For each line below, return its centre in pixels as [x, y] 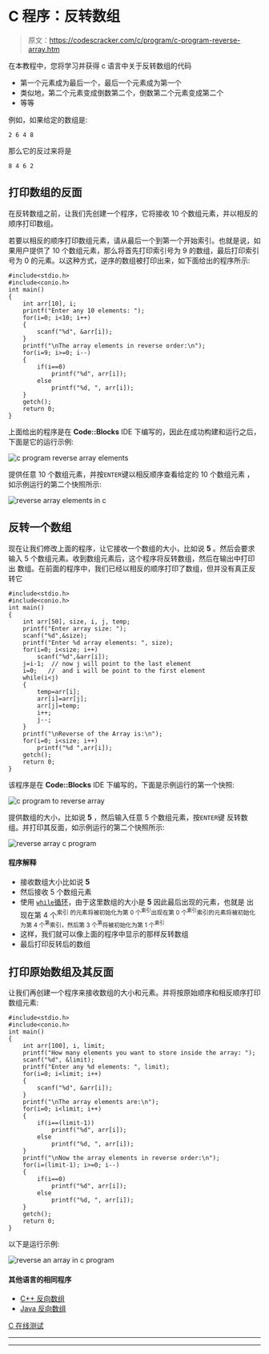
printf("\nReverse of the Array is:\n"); [92, 734]
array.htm [44, 49]
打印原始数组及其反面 [61, 971]
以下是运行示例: [34, 1244]
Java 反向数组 [43, 1309]
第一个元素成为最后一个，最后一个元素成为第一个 [100, 83]
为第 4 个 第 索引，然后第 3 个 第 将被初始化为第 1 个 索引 [92, 925]
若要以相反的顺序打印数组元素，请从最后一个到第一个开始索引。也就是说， [131, 240]
